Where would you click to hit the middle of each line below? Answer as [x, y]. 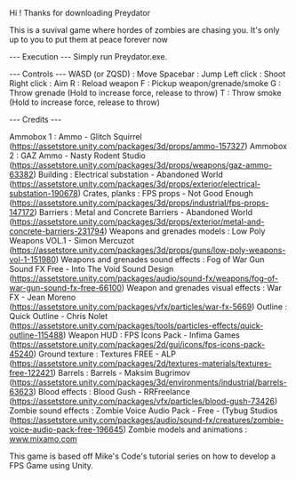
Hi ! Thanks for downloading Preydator [80, 13]
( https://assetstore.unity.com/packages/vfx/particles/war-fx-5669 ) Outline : [148, 307]
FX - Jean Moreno [43, 297]
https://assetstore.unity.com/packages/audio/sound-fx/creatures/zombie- [148, 420]
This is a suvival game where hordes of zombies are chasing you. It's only [144, 30]
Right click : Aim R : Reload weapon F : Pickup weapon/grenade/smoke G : [145, 83]
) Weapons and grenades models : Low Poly [184, 231]
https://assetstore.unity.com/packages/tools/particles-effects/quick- [138, 325]
